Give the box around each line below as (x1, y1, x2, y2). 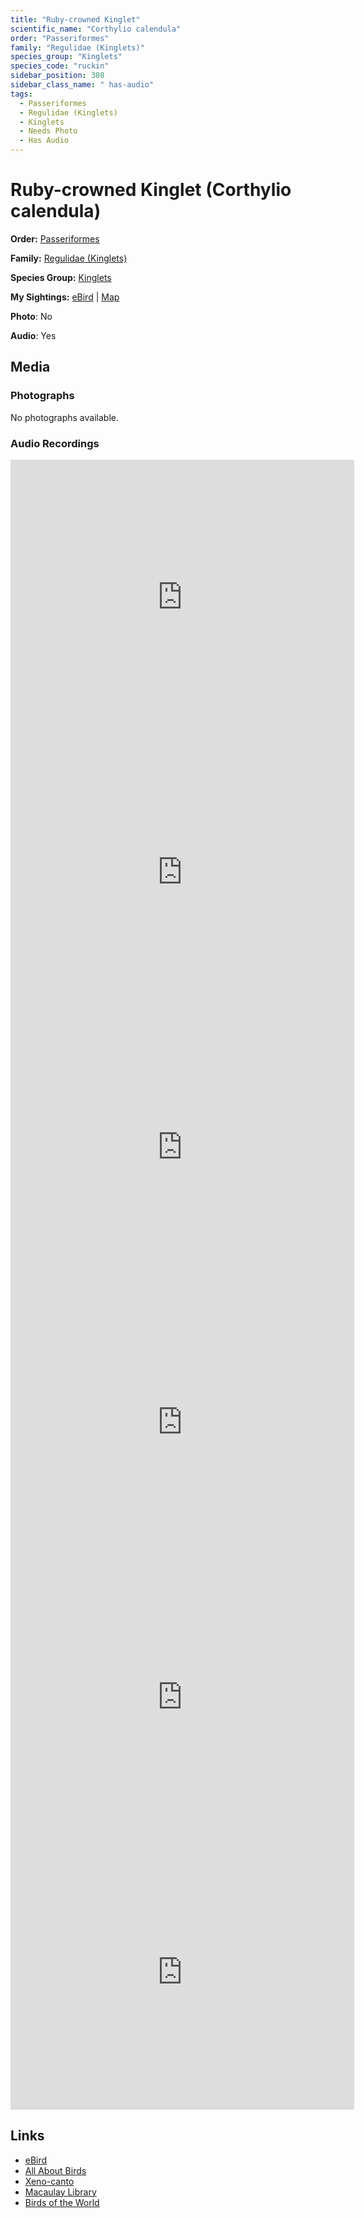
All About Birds (24, 2164, 87, 2176)
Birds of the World (24, 2196, 100, 2208)
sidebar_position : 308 (10, 71, 105, 81)
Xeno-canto (24, 2175, 75, 2187)
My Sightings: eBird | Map (10, 291, 120, 303)
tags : (10, 89, 33, 99)
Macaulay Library (24, 2186, 97, 2198)
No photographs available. (10, 411, 119, 423)
